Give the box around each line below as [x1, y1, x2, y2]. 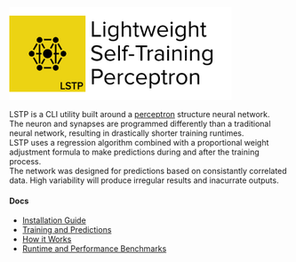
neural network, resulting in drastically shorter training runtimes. [9, 128, 244, 139]
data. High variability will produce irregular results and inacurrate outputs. [9, 175, 279, 186]
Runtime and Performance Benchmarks [21, 243, 167, 254]
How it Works [21, 234, 72, 245]
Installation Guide [21, 215, 86, 226]
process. [9, 156, 42, 166]
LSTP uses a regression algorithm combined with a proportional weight [9, 138, 269, 147]
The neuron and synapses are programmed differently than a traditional [9, 118, 271, 129]
